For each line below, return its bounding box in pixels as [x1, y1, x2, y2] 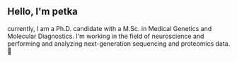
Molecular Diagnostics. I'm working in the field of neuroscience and [7, 32, 204, 40]
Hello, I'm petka [7, 6, 78, 18]
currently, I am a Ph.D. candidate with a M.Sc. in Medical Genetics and [7, 24, 212, 32]
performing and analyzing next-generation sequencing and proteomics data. [7, 39, 231, 48]
